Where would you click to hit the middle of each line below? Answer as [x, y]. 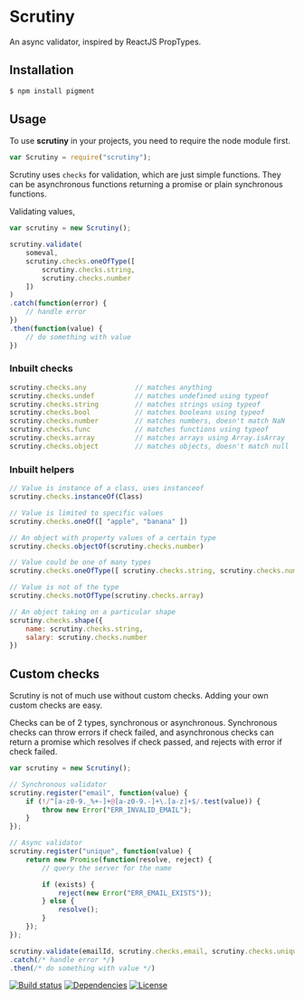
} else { [58, 901]
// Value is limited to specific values [87, 513]
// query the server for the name [107, 868]
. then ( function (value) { [56, 328]
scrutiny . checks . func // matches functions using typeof [139, 430]
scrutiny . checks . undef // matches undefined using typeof [139, 395]
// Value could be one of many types [81, 563]
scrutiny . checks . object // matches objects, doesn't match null [149, 446]
